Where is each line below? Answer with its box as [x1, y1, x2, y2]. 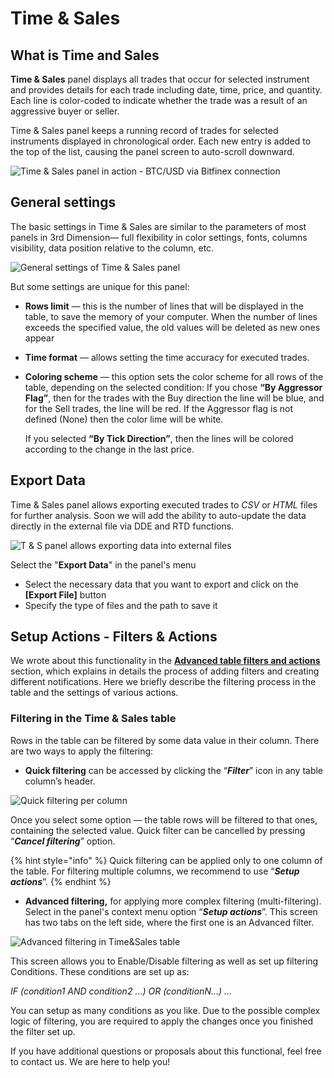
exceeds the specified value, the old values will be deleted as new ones [24, 321, 321, 333]
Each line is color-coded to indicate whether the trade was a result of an [10, 95, 308, 106]
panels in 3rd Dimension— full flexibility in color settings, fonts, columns [10, 231, 308, 243]
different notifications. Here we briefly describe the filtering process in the [10, 676, 317, 688]
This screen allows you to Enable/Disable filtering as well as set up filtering [10, 955, 319, 967]
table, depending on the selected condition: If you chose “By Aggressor [24, 381, 323, 393]
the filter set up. [10, 1025, 76, 1037]
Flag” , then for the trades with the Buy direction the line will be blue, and [24, 392, 325, 404]
